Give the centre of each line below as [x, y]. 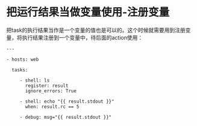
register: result [47, 85]
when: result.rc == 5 [52, 106]
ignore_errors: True [51, 91]
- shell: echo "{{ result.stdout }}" [67, 101]
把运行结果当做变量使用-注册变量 [88, 12]
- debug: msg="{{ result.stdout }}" [66, 117]
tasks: [20, 70]
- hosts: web [23, 59]
